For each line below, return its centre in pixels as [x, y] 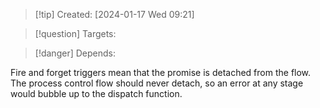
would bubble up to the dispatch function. [96, 93]
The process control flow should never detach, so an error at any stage [157, 83]
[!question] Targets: [75, 33]
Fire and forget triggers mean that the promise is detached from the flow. [161, 72]
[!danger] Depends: [75, 53]
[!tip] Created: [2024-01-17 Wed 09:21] [114, 14]
